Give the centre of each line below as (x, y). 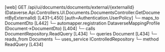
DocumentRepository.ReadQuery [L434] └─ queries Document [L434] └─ (81, 34)
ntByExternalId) (21, 18)
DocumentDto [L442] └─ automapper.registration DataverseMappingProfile (82, 23)
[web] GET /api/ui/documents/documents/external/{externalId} (69, 7)
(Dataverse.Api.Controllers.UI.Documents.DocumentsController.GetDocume (82, 12)
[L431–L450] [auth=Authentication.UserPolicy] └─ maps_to (98, 18)
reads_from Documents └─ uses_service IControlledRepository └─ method (82, 39)
